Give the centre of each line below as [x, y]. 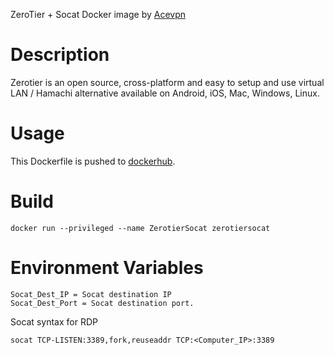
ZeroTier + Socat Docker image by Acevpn [98, 14]
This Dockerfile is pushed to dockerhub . [93, 161]
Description [60, 55]
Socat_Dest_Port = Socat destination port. [102, 303]
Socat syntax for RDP [54, 321]
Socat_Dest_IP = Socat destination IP [91, 294]
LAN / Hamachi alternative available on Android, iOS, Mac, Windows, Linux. [165, 93]
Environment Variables [107, 268]
